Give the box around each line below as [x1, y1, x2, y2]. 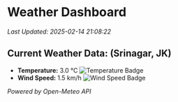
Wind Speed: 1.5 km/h [17, 73, 82, 82]
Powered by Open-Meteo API [7, 87, 92, 95]
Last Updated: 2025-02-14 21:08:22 [7, 27, 112, 36]
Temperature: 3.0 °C [17, 66, 78, 74]
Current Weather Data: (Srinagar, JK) [7, 48, 172, 59]
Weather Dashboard [7, 4, 127, 20]
